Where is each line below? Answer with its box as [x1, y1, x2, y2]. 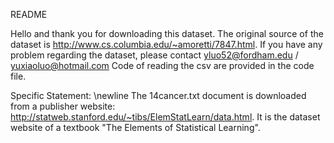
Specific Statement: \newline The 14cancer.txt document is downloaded [10, 90, 307, 101]
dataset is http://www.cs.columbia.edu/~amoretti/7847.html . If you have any [10, 39, 323, 50]
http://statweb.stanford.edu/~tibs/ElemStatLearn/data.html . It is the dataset [10, 111, 321, 123]
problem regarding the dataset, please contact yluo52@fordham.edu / [10, 49, 299, 61]
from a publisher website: [10, 100, 116, 112]
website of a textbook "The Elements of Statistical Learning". [10, 122, 261, 133]
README [10, 9, 48, 20]
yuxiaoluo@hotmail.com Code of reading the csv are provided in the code [10, 60, 315, 71]
